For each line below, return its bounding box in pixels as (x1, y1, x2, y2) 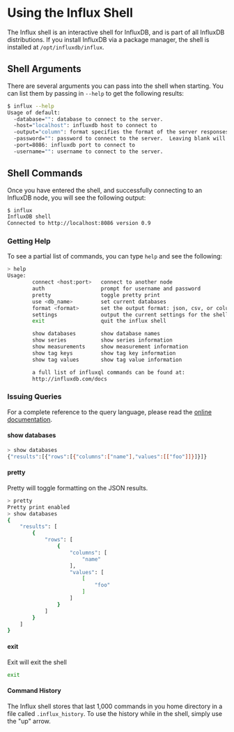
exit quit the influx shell (32, 318, 167, 325)
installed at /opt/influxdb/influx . (7, 43, 104, 51)
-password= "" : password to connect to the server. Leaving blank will (13, 135, 226, 142)
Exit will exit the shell (7, 658, 68, 666)
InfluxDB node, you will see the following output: (7, 193, 146, 202)
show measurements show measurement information (32, 344, 189, 351)
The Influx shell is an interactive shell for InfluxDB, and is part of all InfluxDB (7, 28, 225, 36)
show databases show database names (32, 330, 160, 337)
